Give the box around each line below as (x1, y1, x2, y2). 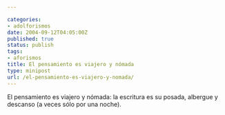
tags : (7, 48, 23, 55)
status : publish (7, 42, 54, 49)
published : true (7, 35, 54, 42)
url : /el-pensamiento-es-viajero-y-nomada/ (7, 74, 135, 81)
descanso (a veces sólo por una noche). (7, 100, 122, 108)
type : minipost (7, 67, 51, 74)
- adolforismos (7, 22, 51, 30)
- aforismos (7, 54, 41, 62)
